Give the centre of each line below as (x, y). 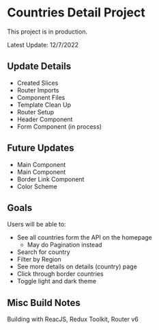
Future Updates (41, 148)
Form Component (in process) (59, 126)
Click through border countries (60, 274)
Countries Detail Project (76, 13)
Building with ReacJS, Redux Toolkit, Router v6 (73, 319)
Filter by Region (39, 259)
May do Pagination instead (64, 245)
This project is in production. (47, 31)
